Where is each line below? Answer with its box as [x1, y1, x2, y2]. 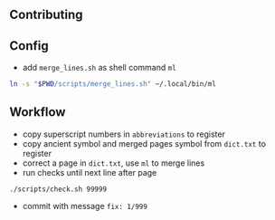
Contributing [9, 7, 83, 23]
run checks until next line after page [22, 167, 157, 177]
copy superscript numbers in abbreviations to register [22, 129, 226, 139]
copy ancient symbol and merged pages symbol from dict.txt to [22, 138, 267, 148]
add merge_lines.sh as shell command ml [22, 62, 176, 73]
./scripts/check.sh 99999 [9, 185, 107, 194]
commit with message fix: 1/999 [22, 200, 147, 211]
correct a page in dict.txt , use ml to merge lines [22, 158, 205, 168]
